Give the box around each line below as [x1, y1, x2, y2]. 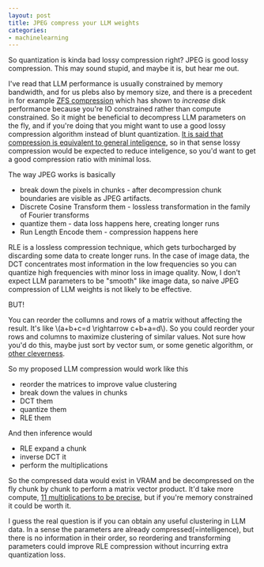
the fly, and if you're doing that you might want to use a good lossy [8, 121, 226, 130]
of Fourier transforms [19, 210, 89, 220]
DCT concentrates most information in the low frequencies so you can [8, 259, 237, 269]
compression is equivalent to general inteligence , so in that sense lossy [8, 138, 241, 147]
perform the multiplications [19, 460, 108, 471]
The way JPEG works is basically [8, 170, 116, 180]
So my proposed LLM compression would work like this [8, 365, 189, 374]
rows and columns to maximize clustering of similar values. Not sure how [8, 332, 247, 342]
